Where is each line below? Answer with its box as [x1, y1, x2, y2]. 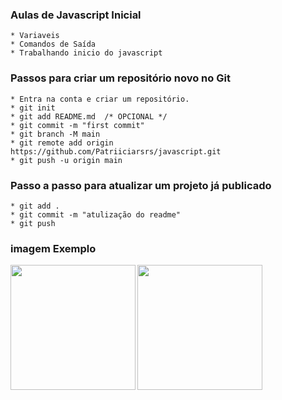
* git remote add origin [10, 138, 114, 148]
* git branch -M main [10, 129, 101, 139]
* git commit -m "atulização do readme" [10, 209, 182, 220]
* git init [10, 103, 56, 113]
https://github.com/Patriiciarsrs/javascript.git [10, 146, 222, 157]
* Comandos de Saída [10, 39, 97, 50]
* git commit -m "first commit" [10, 120, 145, 130]
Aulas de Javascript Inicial [10, 8, 142, 22]
